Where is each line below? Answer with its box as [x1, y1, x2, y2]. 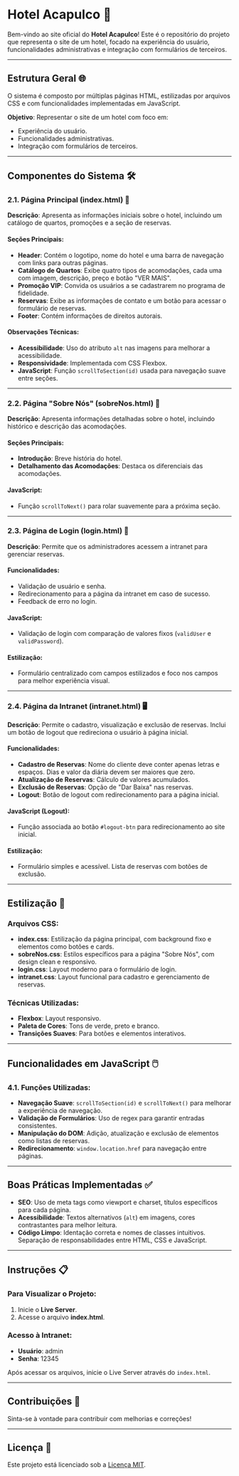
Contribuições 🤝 [7, 1395, 80, 1408]
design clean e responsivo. [17, 958, 97, 966]
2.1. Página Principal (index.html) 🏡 [7, 195, 130, 205]
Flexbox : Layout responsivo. [17, 1014, 102, 1023]
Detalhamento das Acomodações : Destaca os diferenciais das [17, 462, 203, 470]
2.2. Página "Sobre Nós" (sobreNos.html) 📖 [7, 398, 160, 408]
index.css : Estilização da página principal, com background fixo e [17, 935, 212, 944]
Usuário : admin [17, 1346, 64, 1355]
